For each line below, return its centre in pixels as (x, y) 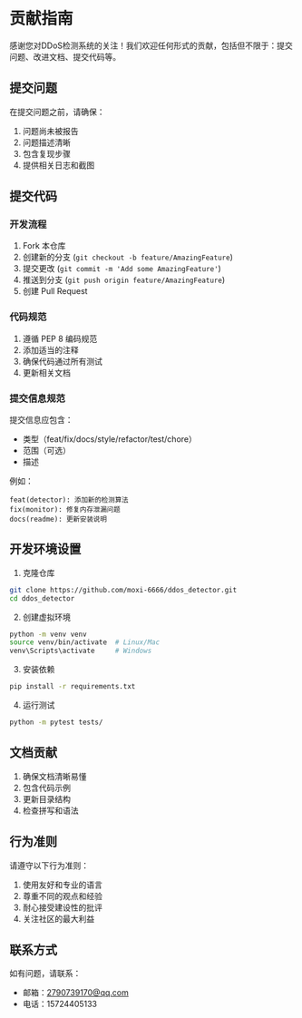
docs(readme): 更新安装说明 (58, 519)
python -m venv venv (49, 634)
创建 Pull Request (55, 291)
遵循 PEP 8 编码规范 (60, 338)
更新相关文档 (46, 372)
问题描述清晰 (46, 142)
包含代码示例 (46, 788)
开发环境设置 (45, 549)
